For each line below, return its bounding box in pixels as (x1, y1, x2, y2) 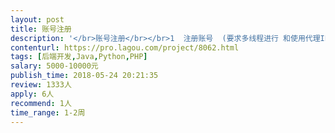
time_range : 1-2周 (10, 107, 86, 118)
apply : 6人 (10, 89, 55, 99)
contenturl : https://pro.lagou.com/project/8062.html (10, 42, 240, 53)
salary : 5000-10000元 (10, 61, 99, 71)
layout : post (10, 14, 65, 25)
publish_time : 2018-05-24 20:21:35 (10, 71, 159, 81)
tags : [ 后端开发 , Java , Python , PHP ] (10, 52, 148, 62)
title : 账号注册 (10, 24, 72, 34)
